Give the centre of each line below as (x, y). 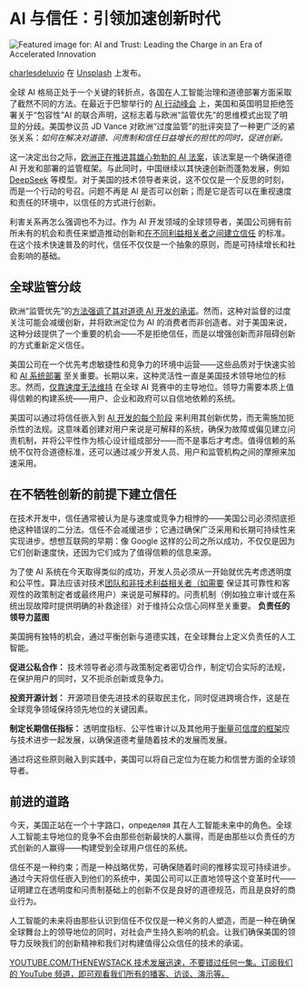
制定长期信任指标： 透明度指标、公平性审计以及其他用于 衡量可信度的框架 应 (150, 728)
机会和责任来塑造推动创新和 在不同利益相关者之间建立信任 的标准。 (165, 233)
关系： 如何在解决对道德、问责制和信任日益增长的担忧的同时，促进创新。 (152, 137)
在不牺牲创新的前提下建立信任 (93, 495)
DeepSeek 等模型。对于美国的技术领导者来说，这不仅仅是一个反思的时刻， (149, 179)
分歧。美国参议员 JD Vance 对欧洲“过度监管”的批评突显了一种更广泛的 (156, 126)
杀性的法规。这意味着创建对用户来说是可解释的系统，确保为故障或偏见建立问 (152, 429)
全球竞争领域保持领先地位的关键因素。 (81, 709)
